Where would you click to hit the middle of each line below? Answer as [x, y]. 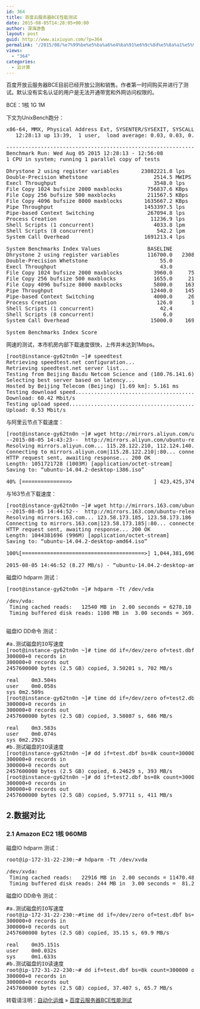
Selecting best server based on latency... [71, 380]
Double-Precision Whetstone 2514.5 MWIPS [99, 177]
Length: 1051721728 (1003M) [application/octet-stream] [89, 464]
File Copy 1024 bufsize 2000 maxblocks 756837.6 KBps [97, 189]
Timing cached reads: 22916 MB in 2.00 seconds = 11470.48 [102, 878]
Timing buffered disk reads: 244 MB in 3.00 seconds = [93, 884]
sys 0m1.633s [31, 957]
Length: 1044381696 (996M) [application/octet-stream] [88, 536]
